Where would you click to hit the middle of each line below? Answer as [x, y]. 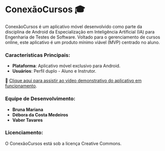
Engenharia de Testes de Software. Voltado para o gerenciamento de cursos [83, 37]
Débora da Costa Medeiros [40, 114]
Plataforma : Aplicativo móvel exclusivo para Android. [66, 66]
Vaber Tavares [27, 120]
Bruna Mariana [28, 110]
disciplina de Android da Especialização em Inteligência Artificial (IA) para [80, 32]
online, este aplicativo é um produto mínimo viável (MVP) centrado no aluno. [82, 42]
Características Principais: [38, 55]
